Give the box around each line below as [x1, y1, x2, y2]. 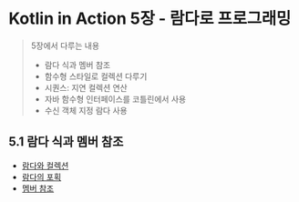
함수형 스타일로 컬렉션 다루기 [44, 70, 148, 82]
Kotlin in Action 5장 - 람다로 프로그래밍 [8, 8, 292, 29]
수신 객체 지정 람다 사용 [44, 105, 129, 116]
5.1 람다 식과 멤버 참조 [8, 134, 124, 150]
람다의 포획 [21, 171, 62, 182]
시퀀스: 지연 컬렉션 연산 [44, 82, 129, 93]
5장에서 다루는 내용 [30, 40, 100, 51]
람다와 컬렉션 [21, 160, 69, 171]
